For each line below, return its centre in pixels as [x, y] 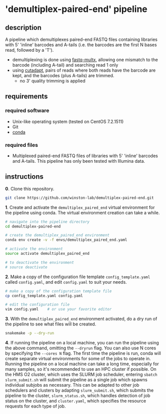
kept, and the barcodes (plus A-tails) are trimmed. [63, 75]
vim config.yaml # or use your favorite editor [58, 310]
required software [27, 110]
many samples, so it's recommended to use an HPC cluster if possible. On [81, 369]
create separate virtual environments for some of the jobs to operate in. [78, 359]
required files [22, 145]
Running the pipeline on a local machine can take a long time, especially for [82, 364]
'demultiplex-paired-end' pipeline [76, 9]
